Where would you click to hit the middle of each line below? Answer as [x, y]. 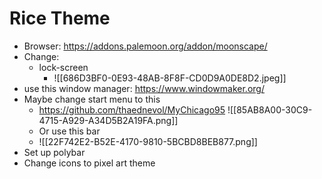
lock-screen [63, 67]
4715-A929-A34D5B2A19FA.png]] [108, 120]
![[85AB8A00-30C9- [270, 109]
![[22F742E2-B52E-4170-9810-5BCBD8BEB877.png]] [148, 141]
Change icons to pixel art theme [89, 163]
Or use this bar [69, 131]
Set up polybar [54, 152]
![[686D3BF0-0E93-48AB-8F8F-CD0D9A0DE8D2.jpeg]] [170, 78]
